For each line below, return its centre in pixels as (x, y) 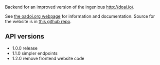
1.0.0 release (25, 48)
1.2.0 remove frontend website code (48, 58)
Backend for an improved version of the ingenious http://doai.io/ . (70, 7)
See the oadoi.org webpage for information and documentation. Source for (80, 16)
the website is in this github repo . (38, 21)
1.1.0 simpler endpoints (35, 53)
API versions (25, 36)
